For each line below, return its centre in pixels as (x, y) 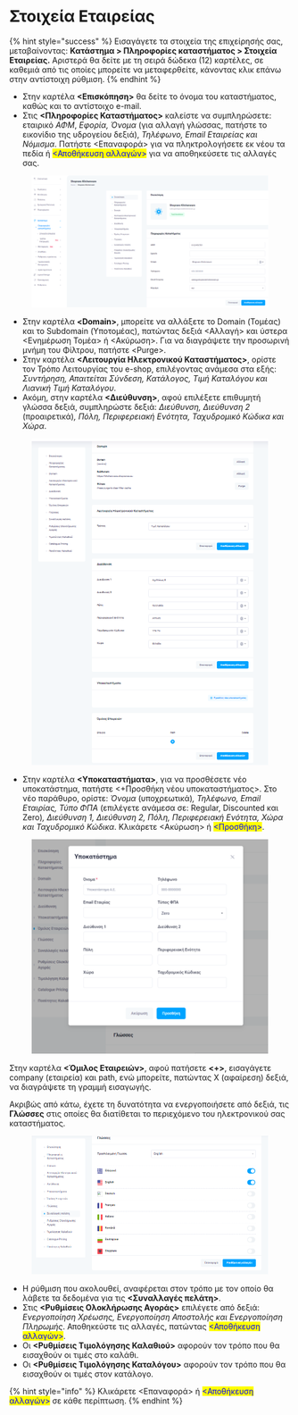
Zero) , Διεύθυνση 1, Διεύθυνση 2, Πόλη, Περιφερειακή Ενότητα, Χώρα (153, 817)
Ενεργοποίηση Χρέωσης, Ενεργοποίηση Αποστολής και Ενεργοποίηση (152, 1317)
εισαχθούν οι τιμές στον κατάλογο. (88, 1374)
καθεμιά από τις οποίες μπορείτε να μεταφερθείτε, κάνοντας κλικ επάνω (145, 70)
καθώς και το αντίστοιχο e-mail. (82, 105)
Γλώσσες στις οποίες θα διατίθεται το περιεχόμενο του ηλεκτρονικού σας (147, 1113)
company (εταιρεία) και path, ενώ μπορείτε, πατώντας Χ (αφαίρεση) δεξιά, (149, 1077)
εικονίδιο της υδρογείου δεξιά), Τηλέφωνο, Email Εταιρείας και (140, 134)
